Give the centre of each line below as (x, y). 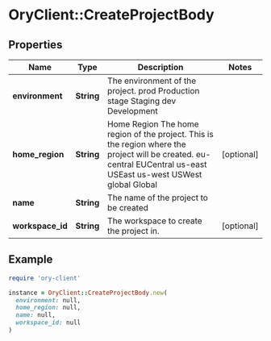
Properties (35, 45)
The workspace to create (155, 221)
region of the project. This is (161, 134)
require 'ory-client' (45, 278)
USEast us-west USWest (155, 175)
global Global (132, 185)
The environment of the (152, 81)
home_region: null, (48, 308)
